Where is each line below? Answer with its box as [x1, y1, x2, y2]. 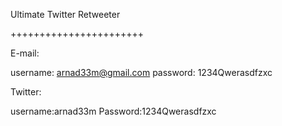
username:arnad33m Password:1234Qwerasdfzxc [10, 105, 217, 117]
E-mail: [10, 47, 40, 59]
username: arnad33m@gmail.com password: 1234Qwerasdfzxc [10, 67, 273, 78]
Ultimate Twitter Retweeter [10, 9, 121, 20]
